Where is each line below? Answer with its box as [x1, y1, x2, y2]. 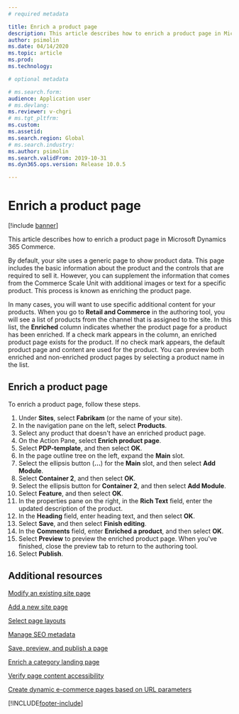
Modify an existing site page [8, 588, 91, 597]
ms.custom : [8, 121, 40, 128]
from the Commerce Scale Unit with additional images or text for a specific [8, 279, 226, 287]
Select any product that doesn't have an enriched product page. [18, 429, 206, 437]
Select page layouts [8, 616, 66, 625]
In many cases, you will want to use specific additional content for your [8, 300, 216, 309]
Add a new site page [8, 603, 68, 611]
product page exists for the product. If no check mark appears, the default [8, 338, 226, 346]
